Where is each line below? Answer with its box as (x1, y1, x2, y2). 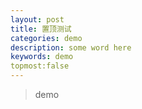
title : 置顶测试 (10, 24, 72, 34)
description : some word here (10, 42, 132, 53)
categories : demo (10, 33, 83, 43)
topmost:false (10, 61, 70, 71)
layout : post (10, 14, 65, 25)
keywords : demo (10, 52, 74, 62)
